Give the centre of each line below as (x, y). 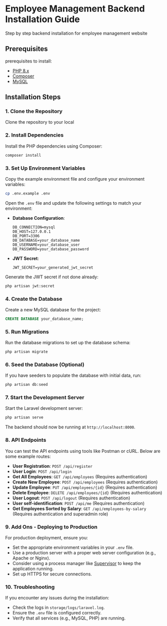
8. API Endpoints (26, 440)
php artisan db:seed (27, 385)
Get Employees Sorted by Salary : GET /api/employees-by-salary (79, 508)
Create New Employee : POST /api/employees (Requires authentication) (85, 482)
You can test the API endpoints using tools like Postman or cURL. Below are (83, 451)
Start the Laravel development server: (44, 408)
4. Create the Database (34, 299)
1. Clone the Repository (34, 112)
